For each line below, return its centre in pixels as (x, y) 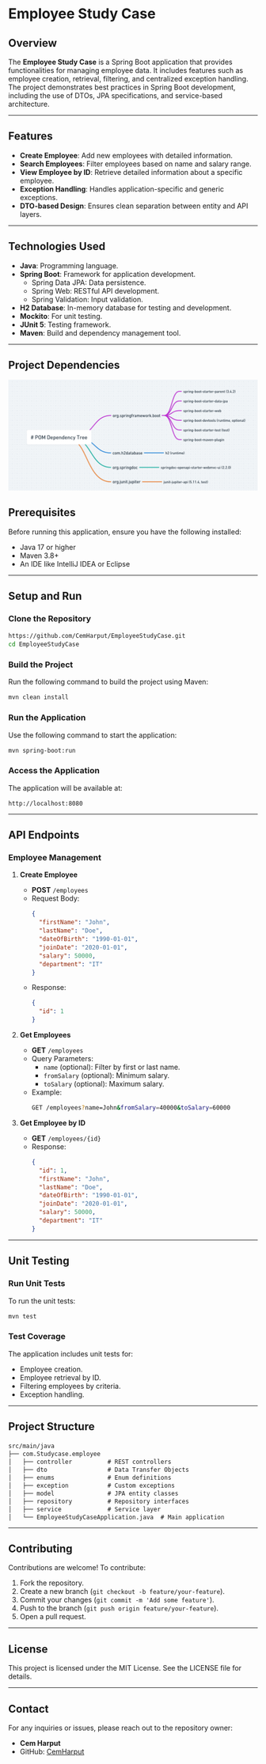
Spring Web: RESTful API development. (95, 290)
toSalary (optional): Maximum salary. (104, 1084)
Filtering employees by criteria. (70, 1386)
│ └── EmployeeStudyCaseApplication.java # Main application (116, 1517)
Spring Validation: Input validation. (87, 299)
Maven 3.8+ (39, 556)
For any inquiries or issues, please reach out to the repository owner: (121, 1728)
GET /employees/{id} (66, 1138)
